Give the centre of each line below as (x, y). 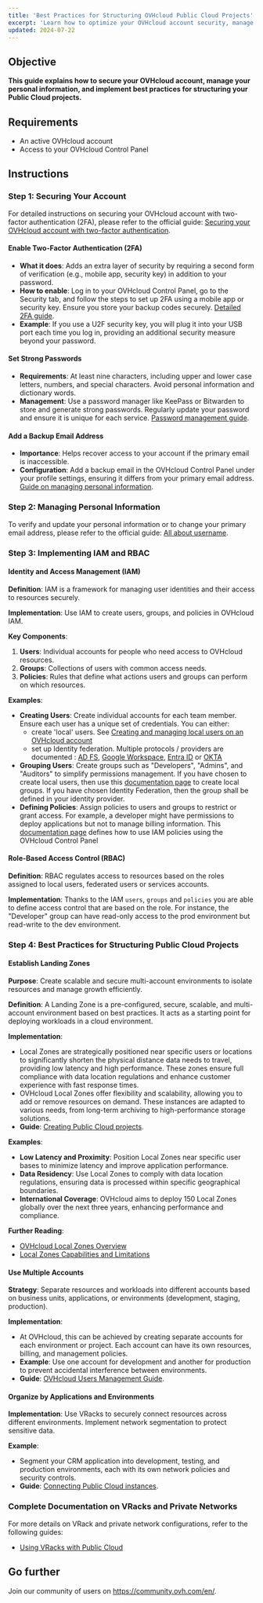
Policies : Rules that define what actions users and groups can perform (133, 676)
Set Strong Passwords (45, 359)
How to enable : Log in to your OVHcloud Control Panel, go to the (124, 291)
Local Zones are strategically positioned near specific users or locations (136, 1052)
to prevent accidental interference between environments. (113, 1371)
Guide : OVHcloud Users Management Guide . (92, 1378)
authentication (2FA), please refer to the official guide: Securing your (139, 221)
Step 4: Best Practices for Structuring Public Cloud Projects (124, 945)
